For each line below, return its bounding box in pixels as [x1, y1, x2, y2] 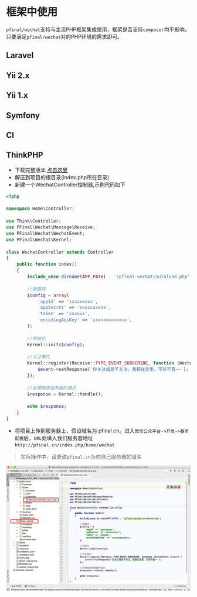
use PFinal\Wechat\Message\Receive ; [6, 224, 96, 230]
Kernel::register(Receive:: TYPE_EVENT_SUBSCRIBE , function [27, 360, 175, 366]
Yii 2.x [6, 70, 30, 80]
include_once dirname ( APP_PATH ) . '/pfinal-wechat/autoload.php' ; [27, 274, 193, 280]
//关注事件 [27, 354, 50, 360]
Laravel [6, 50, 34, 60]
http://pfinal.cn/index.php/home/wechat [14, 442, 115, 448]
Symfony [6, 110, 40, 120]
